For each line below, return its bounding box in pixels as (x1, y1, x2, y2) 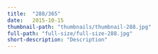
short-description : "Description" (7, 36, 108, 43)
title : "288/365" (7, 10, 61, 18)
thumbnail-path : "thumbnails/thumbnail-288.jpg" (7, 23, 152, 30)
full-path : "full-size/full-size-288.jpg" (7, 29, 133, 37)
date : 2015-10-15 (7, 17, 64, 24)
